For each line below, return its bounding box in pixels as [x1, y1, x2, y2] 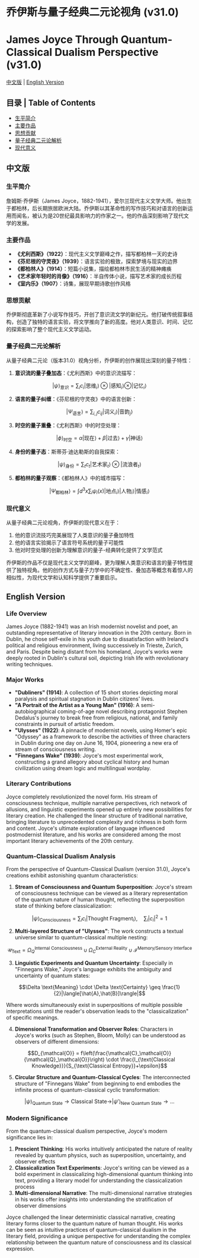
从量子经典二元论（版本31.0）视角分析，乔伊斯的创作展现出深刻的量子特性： [6, 357, 192, 364]
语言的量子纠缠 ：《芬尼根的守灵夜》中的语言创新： [14, 395, 137, 403]
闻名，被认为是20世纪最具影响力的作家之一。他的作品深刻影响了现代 [16, 212, 184, 219]
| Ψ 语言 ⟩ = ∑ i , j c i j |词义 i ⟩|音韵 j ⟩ [66, 408, 133, 417]
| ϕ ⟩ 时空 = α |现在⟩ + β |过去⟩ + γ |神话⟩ [56, 435, 143, 443]
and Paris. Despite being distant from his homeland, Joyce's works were [6, 648, 183, 655]
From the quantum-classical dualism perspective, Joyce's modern [6, 1127, 168, 1135]
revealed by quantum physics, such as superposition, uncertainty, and [14, 1152, 187, 1159]
